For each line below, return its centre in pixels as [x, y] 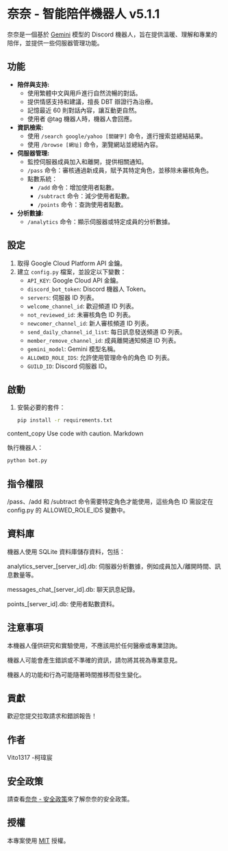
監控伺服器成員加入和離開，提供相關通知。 [87, 161]
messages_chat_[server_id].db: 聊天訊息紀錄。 [73, 589]
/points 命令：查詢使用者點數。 [82, 204]
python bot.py [27, 461]
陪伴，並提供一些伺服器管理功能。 [55, 43]
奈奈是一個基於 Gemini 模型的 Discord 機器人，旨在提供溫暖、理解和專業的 [112, 34]
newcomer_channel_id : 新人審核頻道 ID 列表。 [90, 323]
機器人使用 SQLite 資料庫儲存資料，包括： [66, 551]
